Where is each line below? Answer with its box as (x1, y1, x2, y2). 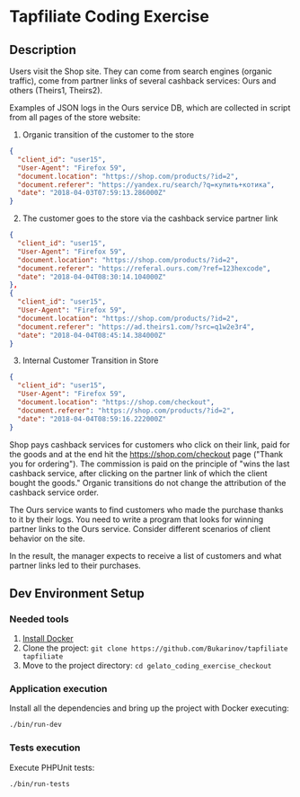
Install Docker (22, 633, 74, 644)
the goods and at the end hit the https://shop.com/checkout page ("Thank (9, 448, 284, 459)
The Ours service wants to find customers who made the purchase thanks (9, 504, 284, 515)
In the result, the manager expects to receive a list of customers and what (9, 550, 282, 561)
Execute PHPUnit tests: (9, 762, 95, 773)
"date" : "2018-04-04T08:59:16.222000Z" (17, 414, 167, 423)
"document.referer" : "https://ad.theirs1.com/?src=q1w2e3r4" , (17, 322, 255, 332)
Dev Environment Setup (9, 586, 146, 601)
